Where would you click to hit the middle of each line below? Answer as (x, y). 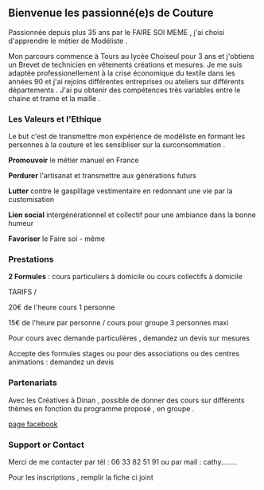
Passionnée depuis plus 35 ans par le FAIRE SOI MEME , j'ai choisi (116, 32)
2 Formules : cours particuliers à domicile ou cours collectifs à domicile (125, 277)
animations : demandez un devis (61, 362)
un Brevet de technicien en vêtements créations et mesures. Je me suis (125, 64)
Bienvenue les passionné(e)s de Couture (111, 13)
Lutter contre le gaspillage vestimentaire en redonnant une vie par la (120, 191)
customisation (31, 200)
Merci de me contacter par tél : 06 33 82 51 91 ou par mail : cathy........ (123, 462)
